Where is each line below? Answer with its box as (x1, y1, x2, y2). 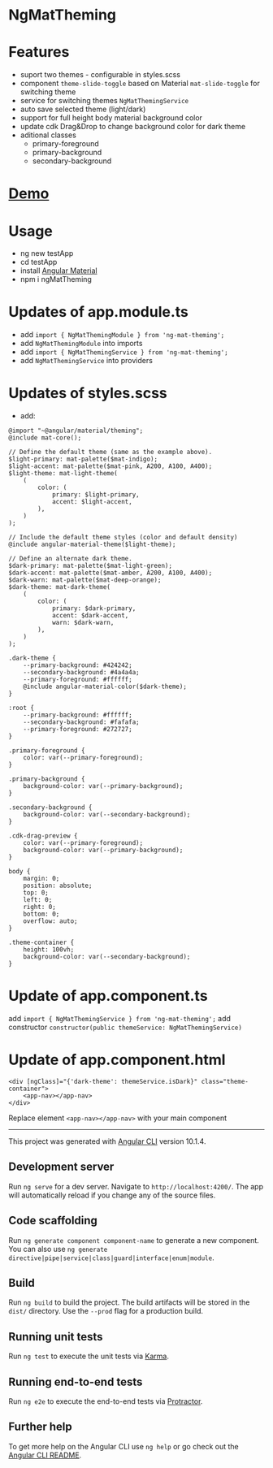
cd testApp (19, 258, 58, 267)
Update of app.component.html (8, 1050, 226, 1069)
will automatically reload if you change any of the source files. (8, 1190, 216, 1200)
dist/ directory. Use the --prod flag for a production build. (8, 1306, 203, 1316)
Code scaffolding (8, 1214, 97, 1228)
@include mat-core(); (8, 434, 82, 442)
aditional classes (19, 130, 77, 140)
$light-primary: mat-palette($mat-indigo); (8, 455, 158, 464)
